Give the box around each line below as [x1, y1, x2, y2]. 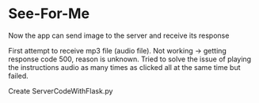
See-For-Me [8, 5, 90, 23]
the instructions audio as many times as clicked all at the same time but [8, 62, 241, 72]
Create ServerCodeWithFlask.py [8, 86, 113, 95]
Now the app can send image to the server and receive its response [8, 31, 230, 40]
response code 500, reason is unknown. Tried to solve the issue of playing [8, 54, 252, 64]
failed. [8, 71, 29, 80]
